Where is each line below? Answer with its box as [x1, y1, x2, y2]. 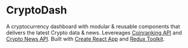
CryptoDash [6, 4, 67, 17]
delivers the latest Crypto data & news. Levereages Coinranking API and [6, 29, 182, 36]
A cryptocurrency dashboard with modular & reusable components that [6, 23, 180, 30]
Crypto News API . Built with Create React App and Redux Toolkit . [6, 35, 165, 42]
